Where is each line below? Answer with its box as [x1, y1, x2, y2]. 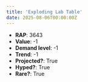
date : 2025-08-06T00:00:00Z [6, 15, 78, 21]
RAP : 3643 [15, 31, 43, 38]
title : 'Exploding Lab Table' [6, 9, 83, 15]
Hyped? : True [15, 63, 50, 70]
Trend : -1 [15, 50, 38, 58]
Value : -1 [15, 38, 38, 45]
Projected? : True [15, 57, 58, 64]
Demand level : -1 [15, 44, 59, 52]
